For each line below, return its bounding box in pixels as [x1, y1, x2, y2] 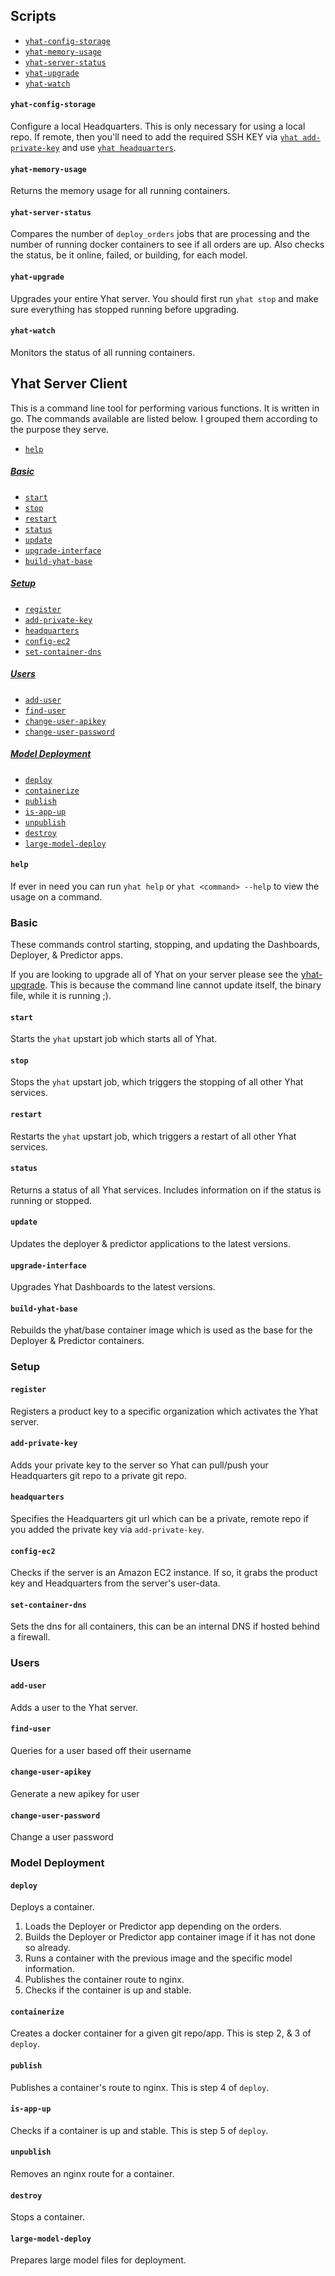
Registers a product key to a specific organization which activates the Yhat [10, 1405, 319, 1417]
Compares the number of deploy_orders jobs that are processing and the [10, 228, 310, 240]
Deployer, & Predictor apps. [10, 949, 124, 961]
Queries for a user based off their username [10, 1744, 192, 1756]
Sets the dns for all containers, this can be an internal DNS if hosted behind [10, 1620, 320, 1633]
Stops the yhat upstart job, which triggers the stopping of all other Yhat [10, 1076, 304, 1088]
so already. [24, 1942, 71, 1954]
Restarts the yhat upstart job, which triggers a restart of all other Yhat [10, 1130, 297, 1142]
